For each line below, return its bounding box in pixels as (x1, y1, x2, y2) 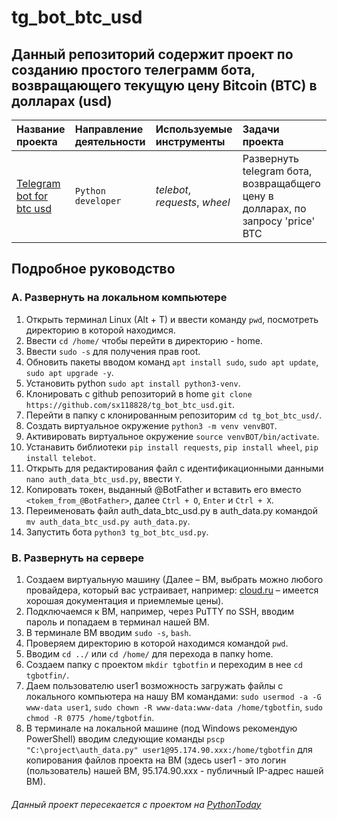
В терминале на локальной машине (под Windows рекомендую (25, 722, 298, 734)
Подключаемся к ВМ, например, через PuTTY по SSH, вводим (25, 605, 294, 617)
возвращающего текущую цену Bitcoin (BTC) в (11, 77, 318, 94)
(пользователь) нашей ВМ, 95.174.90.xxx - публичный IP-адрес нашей (25, 764, 324, 776)
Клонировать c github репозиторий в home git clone (25, 387, 253, 400)
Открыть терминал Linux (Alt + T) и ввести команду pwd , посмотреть (25, 313, 319, 325)
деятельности (74, 135, 146, 148)
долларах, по (242, 202, 307, 215)
